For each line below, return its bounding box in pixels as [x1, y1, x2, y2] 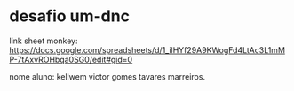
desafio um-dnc [9, 6, 131, 27]
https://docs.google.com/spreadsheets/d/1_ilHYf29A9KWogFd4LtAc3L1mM [9, 44, 286, 55]
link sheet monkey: [9, 35, 78, 46]
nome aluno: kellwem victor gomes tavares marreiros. [9, 71, 206, 81]
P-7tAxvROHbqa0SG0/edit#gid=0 [9, 54, 133, 64]
